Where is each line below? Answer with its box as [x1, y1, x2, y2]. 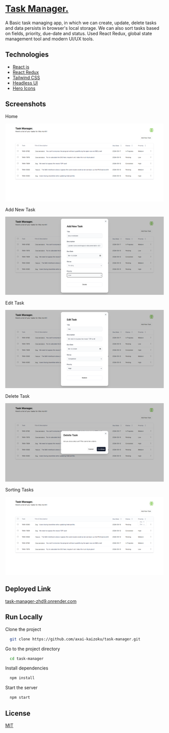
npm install [10, 676, 35, 681]
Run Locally [5, 613, 43, 622]
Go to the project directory [5, 646, 60, 652]
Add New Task [5, 206, 36, 212]
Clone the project [5, 626, 41, 632]
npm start [10, 695, 30, 700]
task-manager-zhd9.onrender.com [5, 598, 77, 604]
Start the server [5, 685, 38, 691]
